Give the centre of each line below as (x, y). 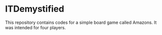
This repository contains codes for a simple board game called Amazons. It (81, 22)
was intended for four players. (36, 27)
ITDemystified (35, 9)
